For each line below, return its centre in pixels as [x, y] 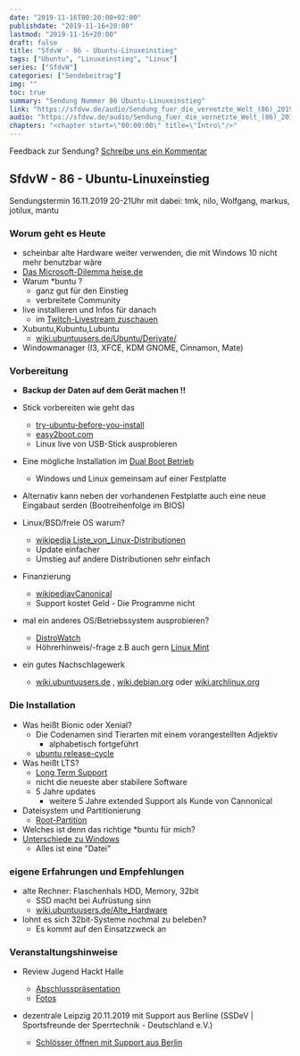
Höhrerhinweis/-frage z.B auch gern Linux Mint [122, 647]
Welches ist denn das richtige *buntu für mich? [108, 829]
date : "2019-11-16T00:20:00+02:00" [75, 17]
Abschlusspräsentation [78, 989]
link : [19, 109]
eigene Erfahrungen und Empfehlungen [97, 871]
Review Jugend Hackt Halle [73, 972]
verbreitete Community [78, 300]
